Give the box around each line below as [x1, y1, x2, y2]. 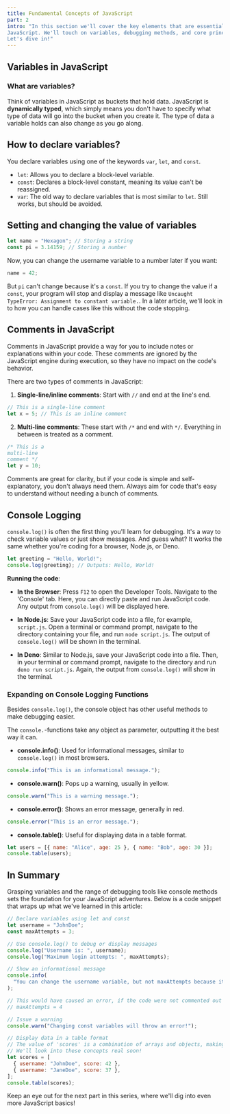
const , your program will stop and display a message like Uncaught [7, 290, 193, 298]
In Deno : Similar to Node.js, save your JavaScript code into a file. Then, [16, 650, 218, 659]
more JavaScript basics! [7, 1099, 75, 1107]
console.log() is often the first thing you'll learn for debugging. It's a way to [7, 527, 221, 535]
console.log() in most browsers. [16, 753, 110, 762]
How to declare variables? [7, 139, 121, 151]
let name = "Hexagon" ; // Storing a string [7, 237, 133, 244]
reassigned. [16, 185, 51, 193]
